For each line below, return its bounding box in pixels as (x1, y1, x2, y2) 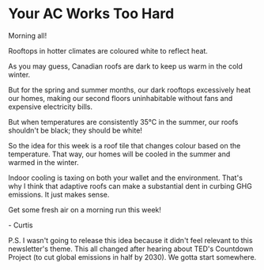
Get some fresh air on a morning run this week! (8, 204, 162, 214)
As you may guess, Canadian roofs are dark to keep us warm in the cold (8, 61, 243, 71)
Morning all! (8, 31, 47, 40)
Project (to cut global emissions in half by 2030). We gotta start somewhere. (8, 252, 257, 261)
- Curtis (8, 220, 33, 230)
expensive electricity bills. (8, 102, 93, 111)
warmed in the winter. (8, 157, 79, 167)
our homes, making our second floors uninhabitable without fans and (8, 93, 233, 103)
